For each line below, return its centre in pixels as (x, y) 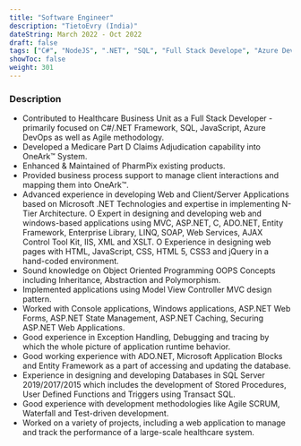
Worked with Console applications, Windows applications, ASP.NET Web (156, 309)
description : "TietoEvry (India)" (74, 26)
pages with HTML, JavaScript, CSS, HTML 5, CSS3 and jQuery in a (145, 252)
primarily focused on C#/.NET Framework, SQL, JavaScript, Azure (144, 128)
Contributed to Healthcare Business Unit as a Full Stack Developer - (147, 118)
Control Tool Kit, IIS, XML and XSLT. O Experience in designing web (146, 242)
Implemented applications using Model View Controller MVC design (147, 290)
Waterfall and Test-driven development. (95, 414)
